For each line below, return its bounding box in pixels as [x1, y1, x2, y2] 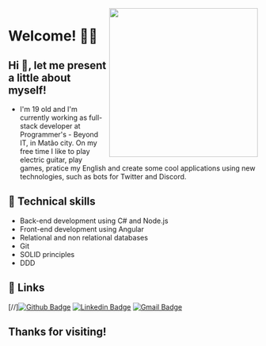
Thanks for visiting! [8, 325, 107, 339]
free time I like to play [19, 147, 90, 156]
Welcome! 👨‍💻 [8, 27, 98, 45]
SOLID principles [19, 249, 75, 259]
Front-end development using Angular [19, 224, 145, 233]
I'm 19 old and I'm [19, 105, 78, 113]
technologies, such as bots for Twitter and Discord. [19, 172, 187, 181]
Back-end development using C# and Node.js [19, 216, 169, 225]
